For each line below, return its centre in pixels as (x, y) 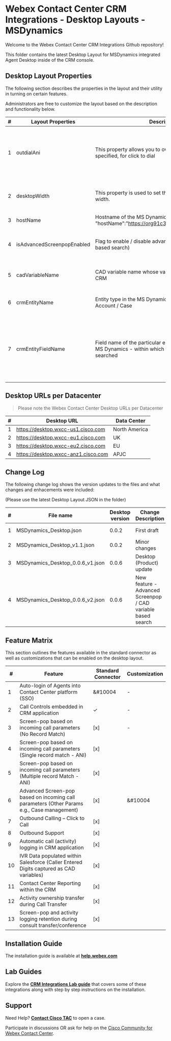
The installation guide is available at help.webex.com (61, 956)
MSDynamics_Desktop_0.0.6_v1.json (61, 563)
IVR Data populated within (50, 856)
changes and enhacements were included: (50, 490)
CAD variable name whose (127, 272)
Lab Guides (24, 972)
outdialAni (28, 153)
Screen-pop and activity (49, 912)
